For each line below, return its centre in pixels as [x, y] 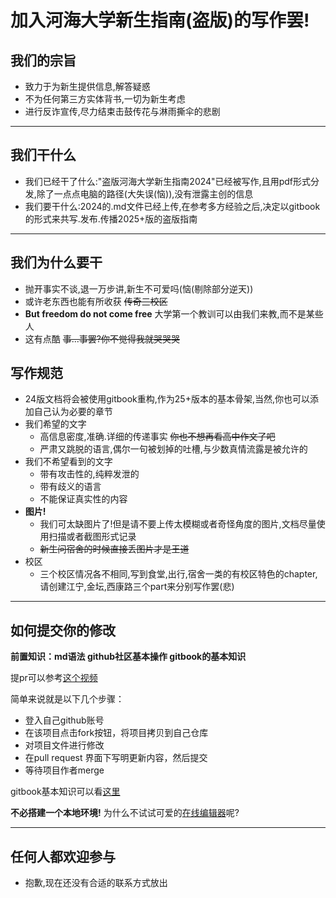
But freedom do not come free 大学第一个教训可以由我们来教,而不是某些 [174, 313]
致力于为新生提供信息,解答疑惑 [87, 86]
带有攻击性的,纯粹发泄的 [89, 474]
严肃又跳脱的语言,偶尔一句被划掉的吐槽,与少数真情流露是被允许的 [173, 449]
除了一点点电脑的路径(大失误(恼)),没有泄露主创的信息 [145, 193]
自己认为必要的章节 [73, 412]
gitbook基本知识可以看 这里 [65, 792]
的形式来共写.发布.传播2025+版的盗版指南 [111, 218]
